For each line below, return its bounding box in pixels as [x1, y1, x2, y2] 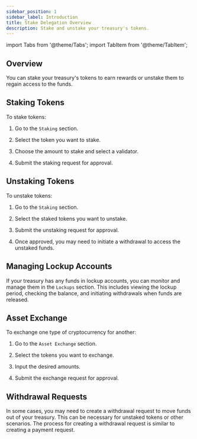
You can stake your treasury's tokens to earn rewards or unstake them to [6, 75, 184, 82]
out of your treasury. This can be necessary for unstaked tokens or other [6, 414, 183, 421]
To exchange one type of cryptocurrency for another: [6, 329, 136, 336]
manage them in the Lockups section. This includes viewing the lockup [6, 283, 177, 290]
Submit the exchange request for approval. [14, 375, 120, 382]
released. [6, 296, 29, 303]
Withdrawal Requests [6, 392, 88, 402]
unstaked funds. [14, 244, 55, 251]
